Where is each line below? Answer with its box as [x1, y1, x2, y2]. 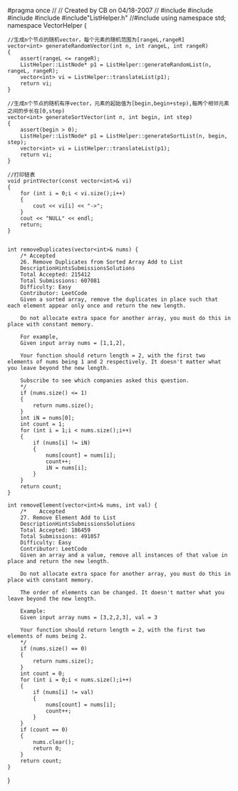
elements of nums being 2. [7, 633, 88, 640]
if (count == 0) [20, 726, 69, 733]
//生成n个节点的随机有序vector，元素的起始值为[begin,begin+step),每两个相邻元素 [7, 100, 229, 107]
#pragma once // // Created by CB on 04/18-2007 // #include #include [7, 6, 214, 14]
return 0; [33, 745, 62, 752]
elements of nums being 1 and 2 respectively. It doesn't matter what [7, 358, 222, 366]
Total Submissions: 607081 [20, 277, 100, 284]
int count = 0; [20, 670, 66, 677]
